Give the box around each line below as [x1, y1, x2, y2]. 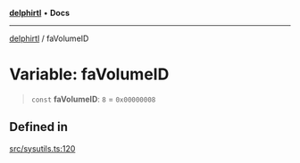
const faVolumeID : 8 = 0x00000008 [30, 94, 156, 104]
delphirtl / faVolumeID [9, 33, 89, 44]
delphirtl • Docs [9, 8, 70, 18]
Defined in [9, 119, 69, 134]
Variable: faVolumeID [9, 64, 170, 85]
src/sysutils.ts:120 [9, 143, 76, 154]
